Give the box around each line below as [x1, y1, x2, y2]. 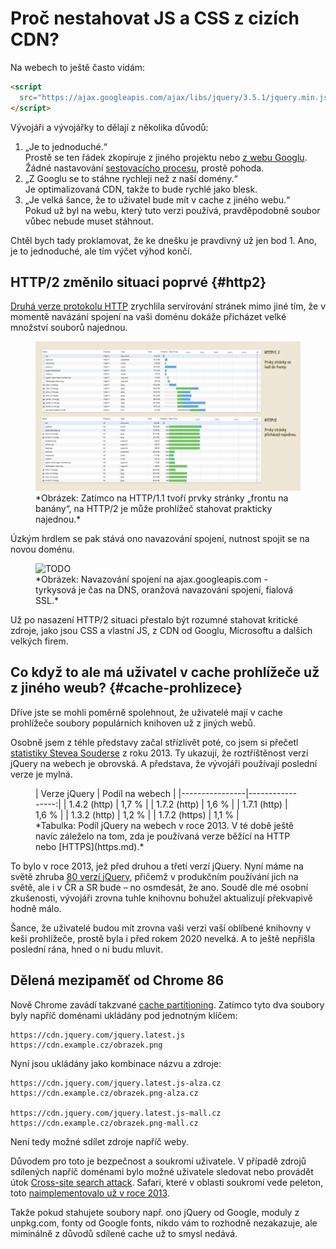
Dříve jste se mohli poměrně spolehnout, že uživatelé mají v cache [10, 706, 283, 718]
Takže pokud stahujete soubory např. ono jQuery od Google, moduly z [10, 1206, 300, 1218]
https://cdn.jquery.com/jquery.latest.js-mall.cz [10, 1108, 222, 1118]
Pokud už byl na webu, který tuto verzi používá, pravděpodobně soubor [24, 204, 321, 216]
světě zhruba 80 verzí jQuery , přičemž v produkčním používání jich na [10, 870, 299, 882]
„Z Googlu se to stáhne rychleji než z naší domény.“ [24, 172, 238, 184]
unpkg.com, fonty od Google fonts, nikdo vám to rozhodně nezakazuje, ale [10, 1217, 318, 1229]
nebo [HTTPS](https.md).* [35, 840, 145, 852]
